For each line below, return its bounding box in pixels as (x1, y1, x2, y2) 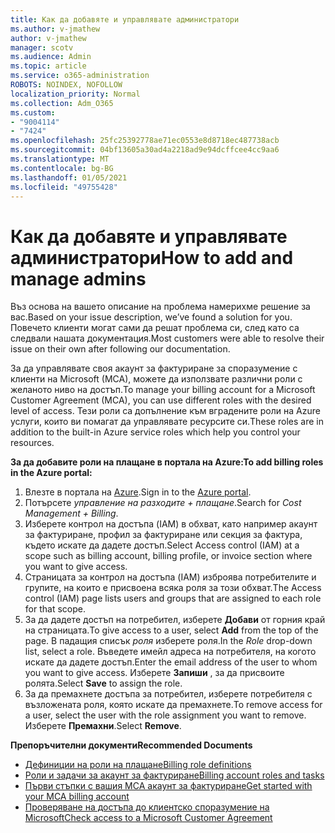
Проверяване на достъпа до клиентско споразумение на (24, 801, 270, 813)
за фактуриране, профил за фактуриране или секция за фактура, (24, 529, 303, 541)
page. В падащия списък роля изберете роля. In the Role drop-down (24, 635, 313, 647)
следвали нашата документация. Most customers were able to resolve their (10, 332, 325, 345)
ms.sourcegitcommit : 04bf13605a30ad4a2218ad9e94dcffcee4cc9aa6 (10, 145, 280, 155)
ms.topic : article (10, 61, 87, 71)
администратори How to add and (10, 246, 294, 269)
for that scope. (24, 603, 86, 615)
